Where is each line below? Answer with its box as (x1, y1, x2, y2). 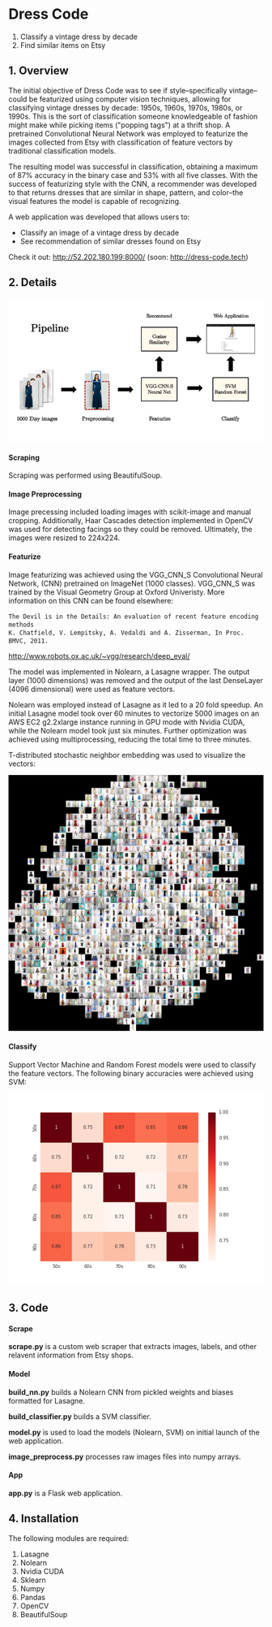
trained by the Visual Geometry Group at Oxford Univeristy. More (8, 586, 225, 597)
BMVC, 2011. (8, 637, 49, 645)
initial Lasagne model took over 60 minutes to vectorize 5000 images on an (8, 708, 260, 718)
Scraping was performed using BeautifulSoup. (8, 470, 163, 480)
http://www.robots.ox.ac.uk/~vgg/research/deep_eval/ (8, 651, 190, 660)
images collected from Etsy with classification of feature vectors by (8, 137, 233, 147)
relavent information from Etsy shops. (8, 1350, 134, 1361)
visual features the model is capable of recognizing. (8, 196, 181, 206)
